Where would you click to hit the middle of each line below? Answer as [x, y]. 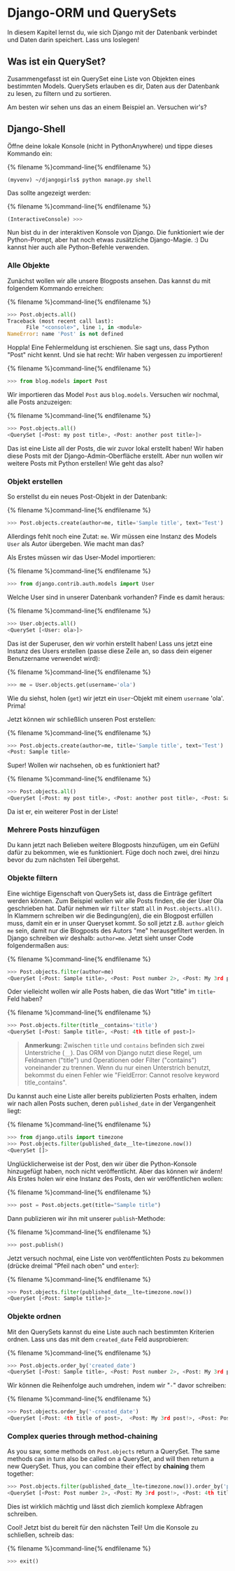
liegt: [15, 1111]
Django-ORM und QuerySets [92, 13]
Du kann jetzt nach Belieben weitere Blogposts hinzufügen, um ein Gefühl [113, 845]
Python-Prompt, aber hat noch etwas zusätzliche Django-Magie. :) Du [108, 240]
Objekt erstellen [35, 481]
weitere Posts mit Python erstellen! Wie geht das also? [85, 463]
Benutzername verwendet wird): [54, 658]
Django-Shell [36, 129]
